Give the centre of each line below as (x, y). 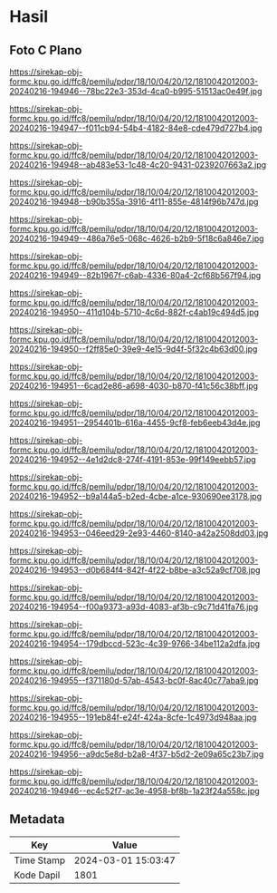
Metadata (37, 819)
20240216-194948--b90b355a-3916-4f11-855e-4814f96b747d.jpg (134, 202)
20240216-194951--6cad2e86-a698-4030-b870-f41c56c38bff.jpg (134, 386)
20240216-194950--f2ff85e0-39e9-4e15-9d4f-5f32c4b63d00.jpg (134, 349)
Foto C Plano (46, 50)
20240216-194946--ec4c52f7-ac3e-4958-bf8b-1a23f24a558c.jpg (134, 791)
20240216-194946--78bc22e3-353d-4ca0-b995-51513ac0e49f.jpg (136, 91)
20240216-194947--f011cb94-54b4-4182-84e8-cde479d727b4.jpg (136, 128)
